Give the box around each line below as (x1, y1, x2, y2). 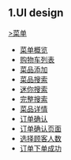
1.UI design (8, 6, 64, 20)
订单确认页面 (19, 124, 62, 133)
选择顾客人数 (19, 133, 62, 143)
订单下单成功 (19, 143, 62, 153)
